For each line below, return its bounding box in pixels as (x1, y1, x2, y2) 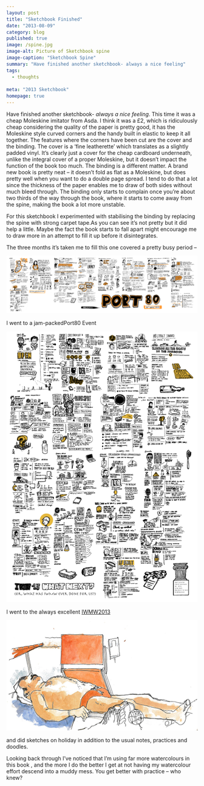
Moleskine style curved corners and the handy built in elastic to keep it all (6, 130, 191, 137)
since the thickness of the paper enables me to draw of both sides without (6, 182, 192, 188)
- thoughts (12, 73, 39, 80)
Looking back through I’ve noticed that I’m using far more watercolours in (6, 755, 190, 762)
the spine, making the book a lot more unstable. (6, 201, 126, 208)
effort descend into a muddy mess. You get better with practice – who (6, 768, 181, 775)
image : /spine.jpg (6, 42, 53, 48)
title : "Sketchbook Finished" (6, 16, 83, 22)
